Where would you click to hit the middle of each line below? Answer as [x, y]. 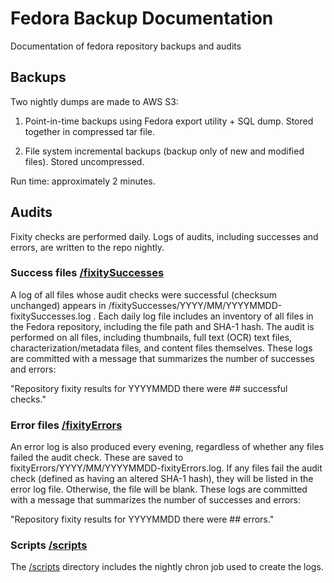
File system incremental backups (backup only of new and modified [164, 151]
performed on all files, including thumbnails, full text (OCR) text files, [151, 337]
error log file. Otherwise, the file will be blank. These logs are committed [159, 489]
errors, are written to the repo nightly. [87, 247]
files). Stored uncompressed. [84, 161]
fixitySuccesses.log [51, 316]
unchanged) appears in [58, 305]
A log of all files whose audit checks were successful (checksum [144, 294]
